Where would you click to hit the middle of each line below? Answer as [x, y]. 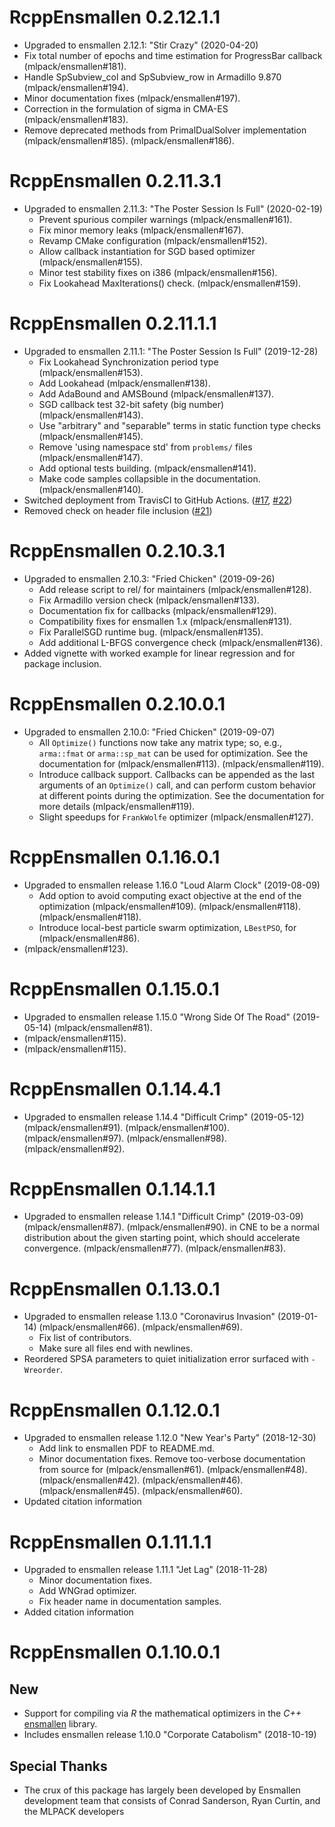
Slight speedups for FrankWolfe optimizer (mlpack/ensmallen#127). [176, 817]
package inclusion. [62, 663]
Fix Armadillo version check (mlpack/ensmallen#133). [149, 600]
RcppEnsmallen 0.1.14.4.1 [115, 1088]
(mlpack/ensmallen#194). [76, 87]
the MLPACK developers [74, 1812]
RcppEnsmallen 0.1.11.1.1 [110, 1542]
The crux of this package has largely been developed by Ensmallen [162, 1790]
